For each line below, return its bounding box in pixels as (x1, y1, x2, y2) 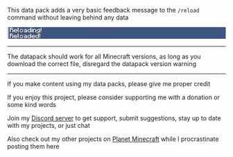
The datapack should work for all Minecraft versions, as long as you (7, 52, 201, 61)
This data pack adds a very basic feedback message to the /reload (7, 6, 200, 14)
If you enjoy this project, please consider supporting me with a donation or (7, 93, 221, 101)
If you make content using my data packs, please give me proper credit (7, 80, 211, 88)
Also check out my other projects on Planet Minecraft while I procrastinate (7, 135, 219, 143)
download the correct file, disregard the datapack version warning (7, 60, 196, 68)
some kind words (7, 101, 57, 109)
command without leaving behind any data (7, 13, 129, 22)
